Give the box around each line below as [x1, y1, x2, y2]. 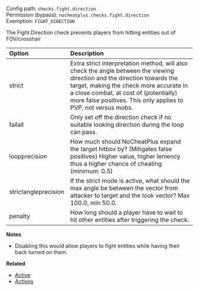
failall [9, 120, 24, 129]
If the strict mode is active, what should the [70, 177, 190, 185]
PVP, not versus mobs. [70, 103, 133, 112]
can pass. [70, 128, 98, 136]
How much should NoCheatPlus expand [70, 138, 181, 145]
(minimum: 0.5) [70, 167, 113, 175]
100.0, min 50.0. [70, 199, 117, 207]
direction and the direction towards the [70, 74, 178, 82]
